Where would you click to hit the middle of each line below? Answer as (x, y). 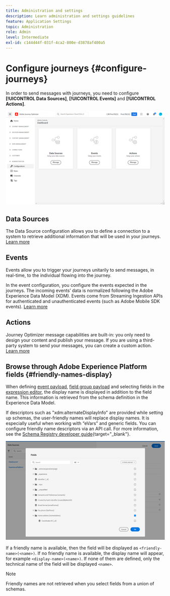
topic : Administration (30, 27)
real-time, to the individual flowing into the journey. (59, 275)
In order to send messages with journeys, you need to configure (72, 93)
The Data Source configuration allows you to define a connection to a (78, 231)
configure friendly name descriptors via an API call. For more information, (82, 429)
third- (149, 340)
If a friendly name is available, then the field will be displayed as (72, 548)
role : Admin (18, 32)
